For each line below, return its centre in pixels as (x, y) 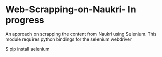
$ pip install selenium (27, 49)
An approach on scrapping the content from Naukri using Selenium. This (81, 34)
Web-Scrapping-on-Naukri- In (71, 9)
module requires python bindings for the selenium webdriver (69, 39)
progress (25, 20)
